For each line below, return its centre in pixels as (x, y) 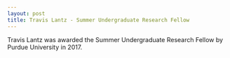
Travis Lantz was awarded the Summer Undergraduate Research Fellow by (115, 39)
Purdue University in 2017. (45, 47)
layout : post (26, 13)
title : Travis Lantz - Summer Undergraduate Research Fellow (99, 20)
